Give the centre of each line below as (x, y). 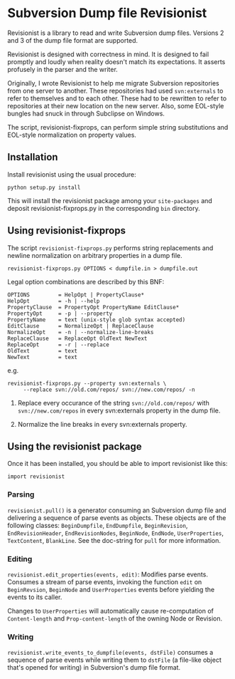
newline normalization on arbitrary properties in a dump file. (95, 255)
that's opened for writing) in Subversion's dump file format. (94, 668)
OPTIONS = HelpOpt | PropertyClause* (76, 295)
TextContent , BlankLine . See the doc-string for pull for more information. (114, 540)
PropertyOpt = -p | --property (60, 313)
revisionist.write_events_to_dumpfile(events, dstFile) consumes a (110, 653)
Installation (33, 157)
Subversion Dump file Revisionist (107, 13)
